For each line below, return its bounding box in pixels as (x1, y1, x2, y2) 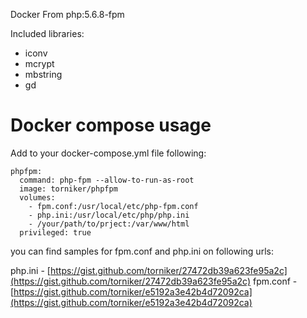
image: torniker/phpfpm (19, 184, 118, 194)
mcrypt (24, 58, 55, 69)
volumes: (19, 192, 56, 203)
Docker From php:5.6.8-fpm (10, 9, 125, 20)
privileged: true (19, 227, 92, 238)
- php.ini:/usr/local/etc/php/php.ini (28, 210, 190, 220)
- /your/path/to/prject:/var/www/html (28, 219, 190, 229)
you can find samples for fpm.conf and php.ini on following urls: (10, 245, 274, 257)
